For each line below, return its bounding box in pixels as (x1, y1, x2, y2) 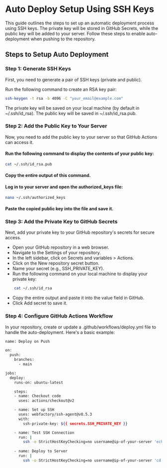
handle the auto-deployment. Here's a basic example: (5, 329, 115, 335)
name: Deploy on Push (5, 339, 50, 344)
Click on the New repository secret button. (12, 260, 99, 266)
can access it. (5, 139, 34, 145)
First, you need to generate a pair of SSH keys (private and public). (5, 76, 142, 83)
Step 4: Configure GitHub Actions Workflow (5, 312, 113, 319)
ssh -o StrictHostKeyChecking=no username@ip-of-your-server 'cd (23, 458, 162, 463)
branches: (14, 357, 35, 362)
